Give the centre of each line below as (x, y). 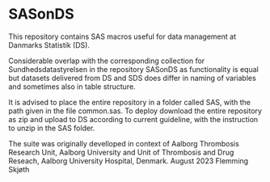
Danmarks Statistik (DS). (49, 44)
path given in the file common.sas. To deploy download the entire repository (135, 111)
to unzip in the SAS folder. (52, 128)
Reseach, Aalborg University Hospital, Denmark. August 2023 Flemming (129, 161)
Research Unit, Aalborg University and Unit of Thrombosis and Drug (121, 152)
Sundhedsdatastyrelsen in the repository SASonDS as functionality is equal (133, 69)
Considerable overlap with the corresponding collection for (107, 61)
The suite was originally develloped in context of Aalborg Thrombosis (124, 143)
